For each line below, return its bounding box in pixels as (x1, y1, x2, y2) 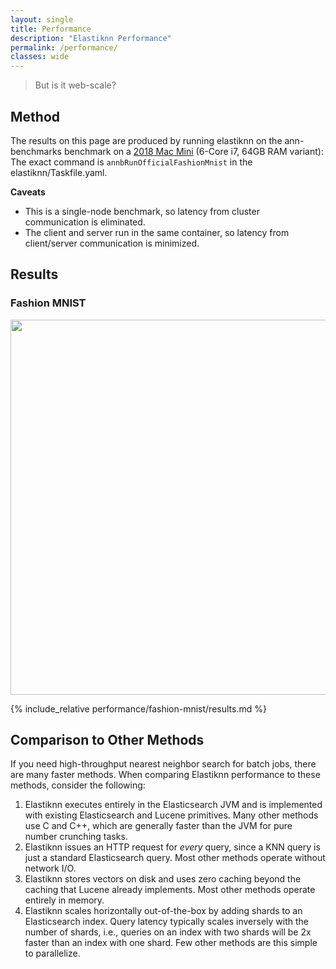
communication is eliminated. (24, 216, 146, 228)
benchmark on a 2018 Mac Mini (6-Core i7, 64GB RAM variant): (63, 145, 324, 157)
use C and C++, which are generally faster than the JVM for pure (24, 820, 293, 832)
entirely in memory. (24, 894, 105, 906)
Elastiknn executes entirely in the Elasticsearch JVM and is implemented (24, 799, 323, 811)
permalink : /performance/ (10, 42, 118, 53)
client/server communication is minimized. (24, 237, 200, 249)
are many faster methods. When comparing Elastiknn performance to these (10, 769, 321, 781)
